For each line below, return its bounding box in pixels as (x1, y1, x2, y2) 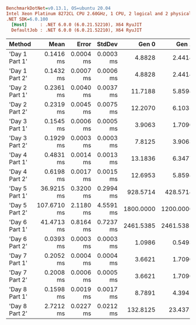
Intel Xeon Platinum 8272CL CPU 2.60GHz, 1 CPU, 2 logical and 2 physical (6, 11, 192, 16)
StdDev (97, 40, 118, 49)
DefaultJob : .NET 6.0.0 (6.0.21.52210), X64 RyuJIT (11, 27, 142, 33)
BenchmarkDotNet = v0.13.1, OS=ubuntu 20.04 (6, 5, 111, 11)
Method (9, 40, 32, 49)
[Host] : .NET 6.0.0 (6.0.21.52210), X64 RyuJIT (11, 22, 142, 27)
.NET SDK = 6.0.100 (6, 16, 48, 22)
